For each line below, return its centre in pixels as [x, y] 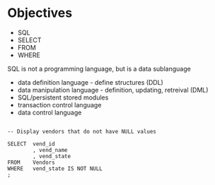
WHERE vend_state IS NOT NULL [55, 168]
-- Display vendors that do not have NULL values [82, 131]
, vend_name [51, 150]
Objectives [40, 13]
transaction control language [59, 105]
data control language [50, 112]
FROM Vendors [31, 162]
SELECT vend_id [31, 144]
